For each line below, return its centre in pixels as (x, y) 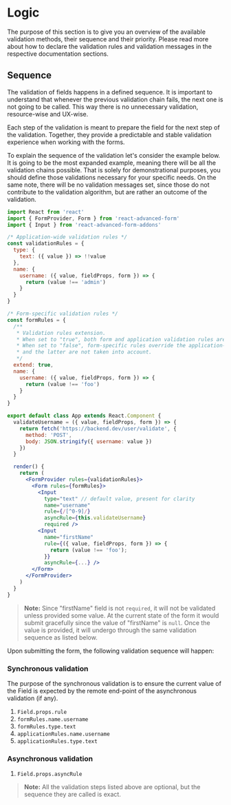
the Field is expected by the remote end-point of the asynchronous (102, 691)
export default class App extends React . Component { (84, 416)
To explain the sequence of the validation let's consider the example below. (114, 155)
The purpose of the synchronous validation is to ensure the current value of (114, 683)
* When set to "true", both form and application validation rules (115, 339)
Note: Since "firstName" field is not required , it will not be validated (120, 608)
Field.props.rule (42, 712)
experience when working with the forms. (66, 142)
